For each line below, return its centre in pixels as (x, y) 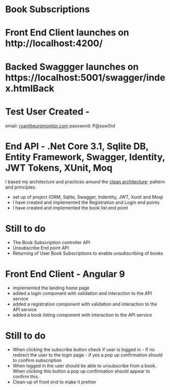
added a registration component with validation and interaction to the (85, 304)
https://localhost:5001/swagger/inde (85, 78)
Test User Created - (47, 112)
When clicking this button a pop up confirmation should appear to (81, 371)
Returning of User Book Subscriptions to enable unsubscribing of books (88, 253)
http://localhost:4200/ (54, 43)
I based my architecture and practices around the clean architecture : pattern (85, 182)
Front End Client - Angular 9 (65, 274)
